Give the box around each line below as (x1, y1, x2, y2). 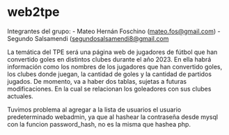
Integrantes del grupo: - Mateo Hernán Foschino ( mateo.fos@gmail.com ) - (7, 27, 221, 35)
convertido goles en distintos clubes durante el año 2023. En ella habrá (7, 55, 212, 63)
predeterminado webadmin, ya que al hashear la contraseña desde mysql (7, 112, 218, 121)
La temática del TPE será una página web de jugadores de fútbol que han (7, 48, 218, 56)
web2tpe (7, 4, 60, 20)
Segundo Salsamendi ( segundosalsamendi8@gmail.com (7, 34, 169, 42)
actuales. (7, 91, 33, 100)
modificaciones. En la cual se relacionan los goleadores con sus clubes (7, 84, 212, 93)
